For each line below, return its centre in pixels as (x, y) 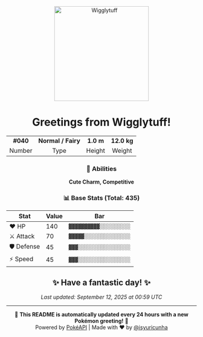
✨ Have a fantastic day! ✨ (101, 282)
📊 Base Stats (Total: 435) (101, 198)
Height (96, 150)
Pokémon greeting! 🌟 (101, 321)
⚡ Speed (21, 259)
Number (21, 150)
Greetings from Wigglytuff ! (101, 122)
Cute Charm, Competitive (101, 182)
